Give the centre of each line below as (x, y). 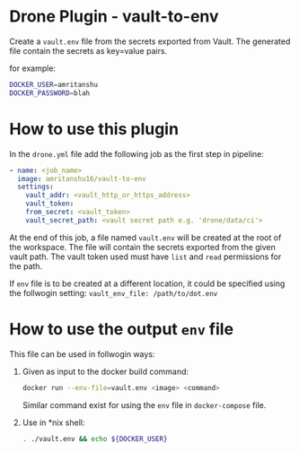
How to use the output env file (122, 329)
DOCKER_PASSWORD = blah (50, 93)
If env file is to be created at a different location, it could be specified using (147, 283)
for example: (33, 68)
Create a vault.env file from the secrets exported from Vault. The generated (150, 41)
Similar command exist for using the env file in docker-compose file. (144, 404)
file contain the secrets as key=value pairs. (88, 50)
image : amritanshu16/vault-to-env (82, 178)
